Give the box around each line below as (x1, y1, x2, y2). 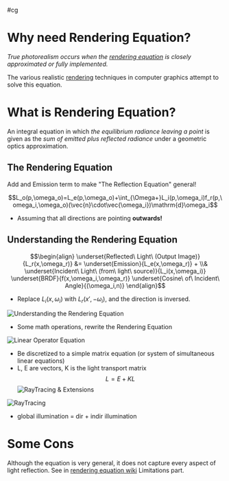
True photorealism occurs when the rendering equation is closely (7, 52, 192, 60)
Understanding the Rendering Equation (7, 234, 178, 246)
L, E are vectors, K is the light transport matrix (16, 364, 147, 372)
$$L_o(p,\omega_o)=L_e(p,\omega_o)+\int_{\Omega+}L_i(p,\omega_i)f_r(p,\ (8, 193, 223, 201)
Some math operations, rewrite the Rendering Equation (16, 323, 173, 331)
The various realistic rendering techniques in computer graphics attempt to (7, 73, 219, 81)
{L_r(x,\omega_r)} (23, 259, 73, 267)
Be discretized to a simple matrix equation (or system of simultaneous (16, 350, 215, 358)
